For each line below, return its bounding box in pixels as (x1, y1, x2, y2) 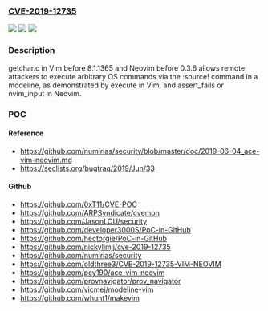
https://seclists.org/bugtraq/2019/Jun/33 (19, 163, 155, 173)
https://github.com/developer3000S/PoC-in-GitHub (19, 224, 191, 234)
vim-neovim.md (19, 155, 72, 164)
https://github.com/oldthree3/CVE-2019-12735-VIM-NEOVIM (19, 259, 222, 269)
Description (8, 45, 55, 56)
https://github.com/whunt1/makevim (19, 293, 140, 302)
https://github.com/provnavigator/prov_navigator (19, 276, 181, 285)
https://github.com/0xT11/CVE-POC (19, 199, 138, 209)
